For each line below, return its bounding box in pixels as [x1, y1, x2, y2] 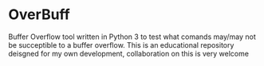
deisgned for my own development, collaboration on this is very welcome [8, 49, 250, 58]
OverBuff [8, 6, 70, 24]
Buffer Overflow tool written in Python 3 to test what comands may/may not [8, 32, 257, 41]
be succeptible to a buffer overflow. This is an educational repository [8, 40, 234, 49]
